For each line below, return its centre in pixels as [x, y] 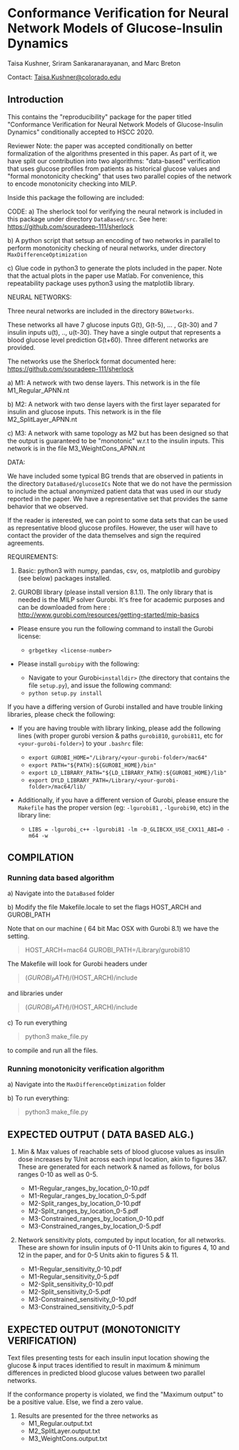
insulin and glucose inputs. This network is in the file [85, 411]
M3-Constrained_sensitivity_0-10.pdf [82, 1299]
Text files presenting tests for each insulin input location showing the [108, 1357]
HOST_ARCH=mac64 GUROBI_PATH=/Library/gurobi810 [107, 950]
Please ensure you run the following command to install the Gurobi [116, 628]
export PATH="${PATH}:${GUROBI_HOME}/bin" [92, 765]
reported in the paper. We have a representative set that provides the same [118, 498]
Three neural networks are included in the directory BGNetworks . [101, 311]
